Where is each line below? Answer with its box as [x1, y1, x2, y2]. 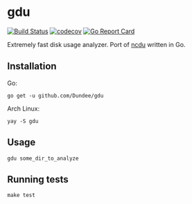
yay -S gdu [7, 118, 39, 124]
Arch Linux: [7, 104, 40, 113]
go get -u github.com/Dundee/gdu [7, 92, 104, 99]
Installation [7, 60, 57, 73]
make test [7, 192, 36, 199]
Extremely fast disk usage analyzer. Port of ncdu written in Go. [7, 40, 186, 48]
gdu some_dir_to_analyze [7, 155, 79, 162]
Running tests [7, 174, 69, 185]
